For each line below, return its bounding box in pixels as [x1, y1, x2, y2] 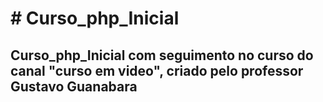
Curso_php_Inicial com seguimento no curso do [10, 47, 314, 64]
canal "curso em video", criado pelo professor [10, 62, 304, 79]
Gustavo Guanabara [10, 78, 138, 95]
